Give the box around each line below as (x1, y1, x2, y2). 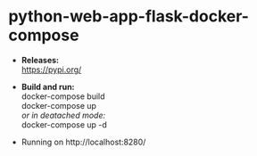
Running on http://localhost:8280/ (21, 136, 146, 147)
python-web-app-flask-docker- (8, 6, 249, 27)
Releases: (21, 54, 60, 65)
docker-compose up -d (21, 119, 108, 130)
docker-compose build (21, 91, 105, 102)
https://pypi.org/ (21, 64, 82, 75)
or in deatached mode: (21, 110, 106, 120)
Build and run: (21, 81, 75, 92)
